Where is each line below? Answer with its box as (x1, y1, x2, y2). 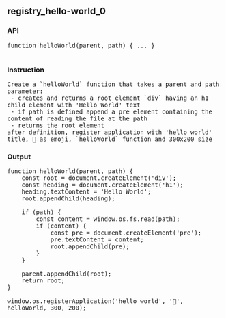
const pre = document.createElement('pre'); (50, 229, 202, 237)
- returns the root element (10, 121, 104, 129)
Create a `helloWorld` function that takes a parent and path (7, 80, 220, 88)
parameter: (7, 87, 44, 95)
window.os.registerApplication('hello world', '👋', (7, 297, 184, 305)
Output (7, 152, 31, 161)
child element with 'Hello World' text (7, 101, 141, 109)
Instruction (7, 65, 45, 75)
